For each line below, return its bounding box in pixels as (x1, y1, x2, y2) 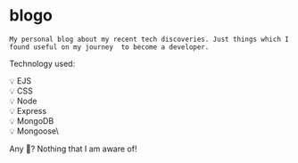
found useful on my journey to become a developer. (9, 42, 210, 52)
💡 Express (9, 105, 47, 116)
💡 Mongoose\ (9, 126, 60, 136)
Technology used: (9, 58, 76, 69)
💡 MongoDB (9, 115, 54, 126)
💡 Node (9, 95, 37, 106)
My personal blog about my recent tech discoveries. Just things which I (9, 35, 290, 44)
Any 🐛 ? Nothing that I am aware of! (9, 143, 137, 154)
